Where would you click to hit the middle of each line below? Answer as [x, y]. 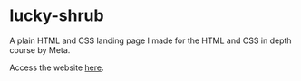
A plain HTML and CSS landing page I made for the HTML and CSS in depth [150, 40]
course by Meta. [40, 49]
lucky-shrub [57, 16]
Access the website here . [57, 67]
